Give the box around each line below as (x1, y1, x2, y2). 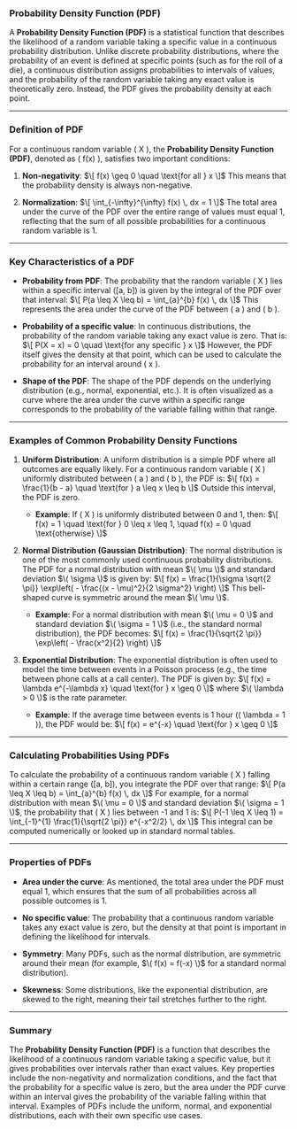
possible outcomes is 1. (21, 895, 108, 906)
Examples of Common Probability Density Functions (9, 434, 238, 446)
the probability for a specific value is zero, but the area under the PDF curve (9, 1082, 286, 1093)
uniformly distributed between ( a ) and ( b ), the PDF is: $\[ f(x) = (21, 473, 261, 484)
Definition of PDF (9, 123, 84, 135)
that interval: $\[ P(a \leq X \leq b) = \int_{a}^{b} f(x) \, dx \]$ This (21, 294, 259, 305)
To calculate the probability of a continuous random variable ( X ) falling (9, 769, 270, 780)
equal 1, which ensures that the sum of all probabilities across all (21, 885, 257, 896)
